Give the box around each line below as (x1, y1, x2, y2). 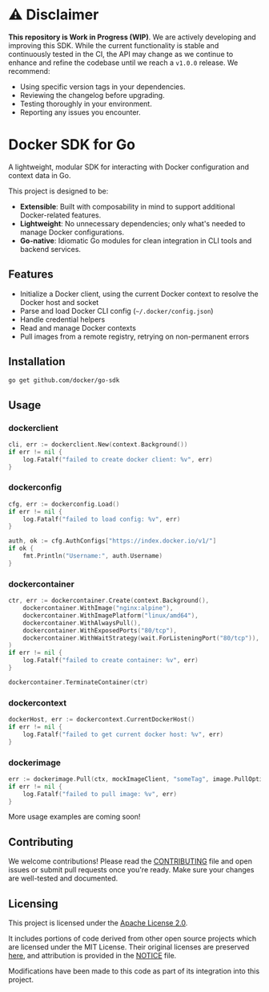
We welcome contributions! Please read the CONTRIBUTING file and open (8, 856, 252, 866)
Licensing (8, 896, 58, 910)
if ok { (8, 544, 34, 553)
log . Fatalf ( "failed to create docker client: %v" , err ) (22, 455, 214, 463)
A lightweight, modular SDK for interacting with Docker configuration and (8, 162, 250, 172)
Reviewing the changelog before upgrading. (19, 90, 166, 100)
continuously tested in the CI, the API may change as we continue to (8, 49, 234, 59)
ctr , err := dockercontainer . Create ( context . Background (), (8, 596, 210, 605)
